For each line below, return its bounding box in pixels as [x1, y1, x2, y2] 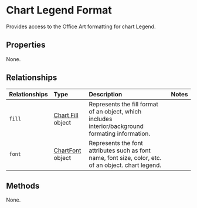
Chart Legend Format [6, 4, 113, 17]
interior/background [89, 122, 144, 130]
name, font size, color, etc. [89, 153, 162, 162]
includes [89, 115, 113, 123]
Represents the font [89, 139, 144, 147]
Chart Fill [53, 111, 79, 119]
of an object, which [89, 107, 142, 115]
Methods [6, 180, 40, 191]
